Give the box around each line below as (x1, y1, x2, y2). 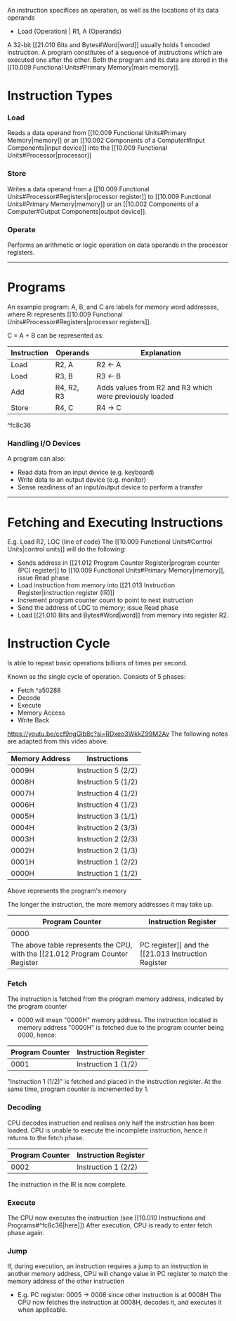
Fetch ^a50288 (17, 686, 61, 695)
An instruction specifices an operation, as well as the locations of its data (7, 6, 219, 14)
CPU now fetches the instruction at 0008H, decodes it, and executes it (17, 1298, 223, 1307)
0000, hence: (17, 1030, 57, 1040)
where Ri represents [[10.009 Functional (7, 310, 123, 319)
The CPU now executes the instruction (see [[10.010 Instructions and (7, 1213, 206, 1223)
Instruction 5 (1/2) (77, 777, 138, 787)
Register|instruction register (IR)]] (17, 589, 115, 597)
